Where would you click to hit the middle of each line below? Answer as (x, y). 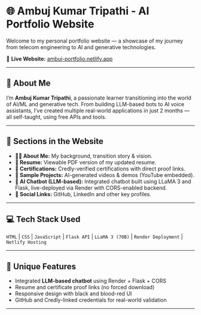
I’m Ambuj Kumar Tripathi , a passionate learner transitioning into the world (99, 98)
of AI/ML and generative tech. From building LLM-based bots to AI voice (95, 104)
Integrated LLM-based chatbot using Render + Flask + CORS (90, 281)
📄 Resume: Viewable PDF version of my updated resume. (86, 162)
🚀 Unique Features (41, 266)
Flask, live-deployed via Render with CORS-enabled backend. (91, 188)
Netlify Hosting (26, 242)
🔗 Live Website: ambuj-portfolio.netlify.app (60, 59)
